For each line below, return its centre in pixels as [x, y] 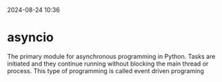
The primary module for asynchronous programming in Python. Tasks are [111, 56]
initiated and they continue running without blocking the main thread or [108, 64]
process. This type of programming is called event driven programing [106, 70]
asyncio [30, 38]
